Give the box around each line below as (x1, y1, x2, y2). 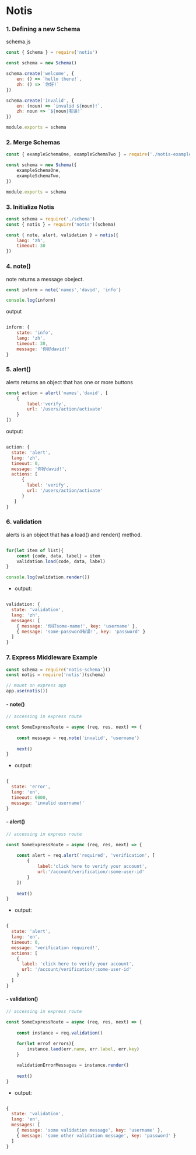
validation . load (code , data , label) (16, 558, 106, 564)
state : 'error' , (11, 784, 51, 790)
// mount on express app (6, 682, 66, 688)
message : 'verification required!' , (11, 944, 100, 951)
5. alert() (6, 366, 31, 374)
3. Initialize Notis (6, 203, 54, 211)
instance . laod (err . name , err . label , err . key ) (27, 1046, 140, 1052)
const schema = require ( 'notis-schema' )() (6, 667, 111, 673)
